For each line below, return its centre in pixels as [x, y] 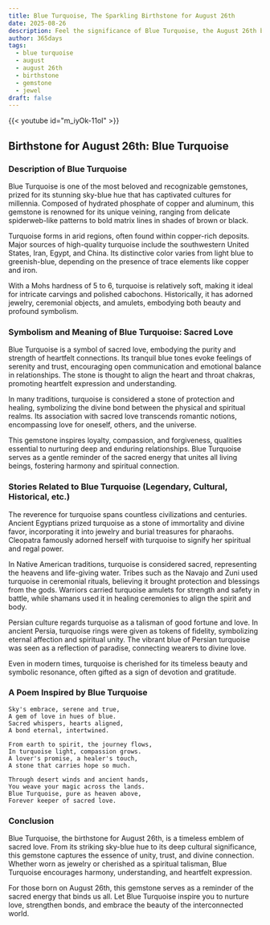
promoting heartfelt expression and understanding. [92, 384]
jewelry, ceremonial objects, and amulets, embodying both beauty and [125, 303]
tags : [17, 46]
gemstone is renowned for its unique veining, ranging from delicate [119, 212]
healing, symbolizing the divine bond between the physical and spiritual [127, 408]
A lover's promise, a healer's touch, [73, 758]
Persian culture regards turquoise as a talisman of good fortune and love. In [133, 622]
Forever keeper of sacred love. [62, 801]
